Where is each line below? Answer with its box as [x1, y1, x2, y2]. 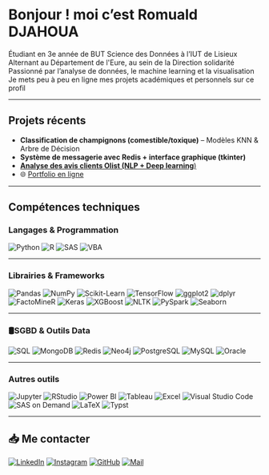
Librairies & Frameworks [8, 270, 106, 281]
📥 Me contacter [8, 432, 90, 445]
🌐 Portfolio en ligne [19, 169, 84, 179]
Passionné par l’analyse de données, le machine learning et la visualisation [8, 66, 255, 75]
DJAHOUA [8, 22, 79, 41]
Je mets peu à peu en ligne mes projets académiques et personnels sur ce [8, 74, 255, 84]
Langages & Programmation [8, 224, 118, 235]
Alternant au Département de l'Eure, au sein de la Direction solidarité [8, 58, 235, 67]
